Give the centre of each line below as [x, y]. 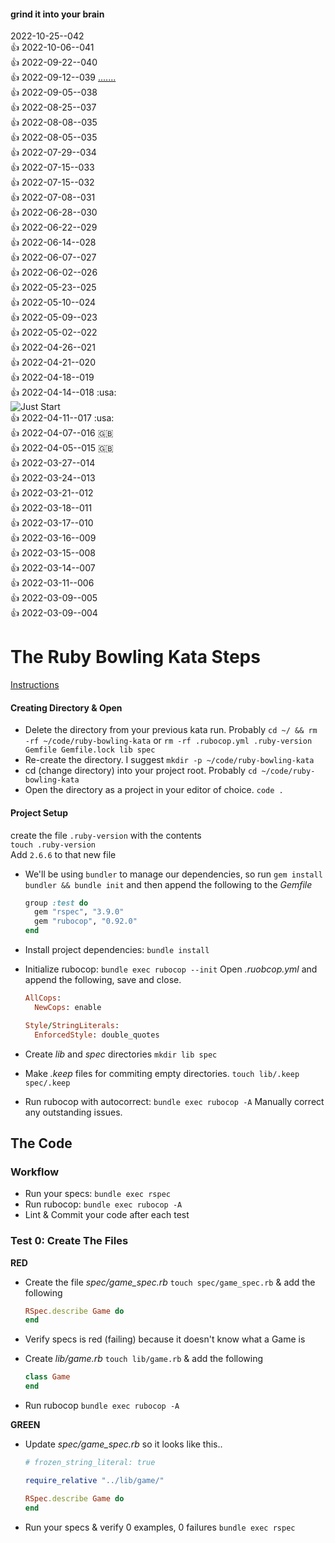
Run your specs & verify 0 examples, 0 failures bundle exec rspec [160, 1527]
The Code [41, 1143]
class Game [47, 1377]
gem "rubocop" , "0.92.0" [86, 921]
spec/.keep [47, 1083]
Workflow [35, 1172]
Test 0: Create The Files [69, 1241]
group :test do [56, 903]
